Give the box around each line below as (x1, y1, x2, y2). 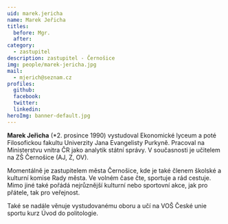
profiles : (7, 80, 36, 87)
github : (13, 87, 36, 93)
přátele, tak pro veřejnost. (7, 188, 80, 197)
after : (13, 36, 32, 43)
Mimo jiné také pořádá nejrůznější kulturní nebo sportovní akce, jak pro (7, 181, 208, 189)
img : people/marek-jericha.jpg (7, 61, 97, 68)
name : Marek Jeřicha (7, 16, 67, 23)
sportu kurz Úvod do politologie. (7, 209, 98, 217)
